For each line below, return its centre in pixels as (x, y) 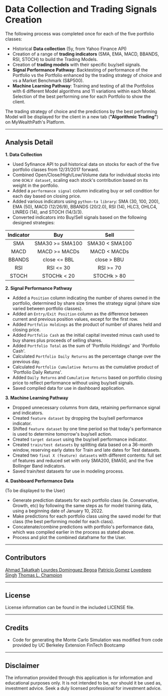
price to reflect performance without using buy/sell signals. (73, 383)
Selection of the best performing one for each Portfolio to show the (81, 96)
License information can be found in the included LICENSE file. (70, 608)
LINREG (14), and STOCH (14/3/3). (48, 212)
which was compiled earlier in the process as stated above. (73, 532)
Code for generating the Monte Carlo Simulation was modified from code (87, 640)
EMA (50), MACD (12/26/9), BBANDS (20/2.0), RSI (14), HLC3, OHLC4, (85, 206)
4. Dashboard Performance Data (39, 481)
